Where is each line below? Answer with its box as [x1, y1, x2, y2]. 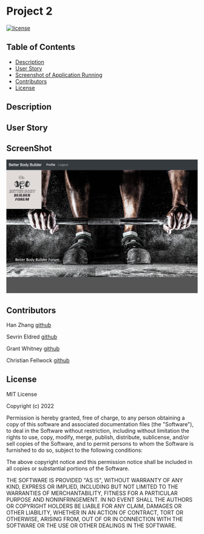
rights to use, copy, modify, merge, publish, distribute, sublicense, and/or [6, 434, 189, 441]
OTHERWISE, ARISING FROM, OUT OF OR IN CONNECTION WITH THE [6, 515, 183, 522]
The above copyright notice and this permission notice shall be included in [6, 458, 192, 465]
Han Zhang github [6, 321, 52, 329]
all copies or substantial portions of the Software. [6, 465, 129, 472]
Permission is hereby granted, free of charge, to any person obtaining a [6, 414, 185, 421]
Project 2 [6, 4, 53, 18]
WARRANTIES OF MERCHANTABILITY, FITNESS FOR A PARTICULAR [6, 489, 178, 497]
